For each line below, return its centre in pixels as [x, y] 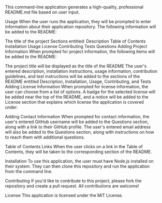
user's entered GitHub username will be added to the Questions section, [77, 122]
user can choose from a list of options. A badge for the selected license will [80, 92]
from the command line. [29, 171]
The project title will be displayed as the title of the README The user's [76, 66]
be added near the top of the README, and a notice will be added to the [77, 97]
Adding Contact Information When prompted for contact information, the [77, 117]
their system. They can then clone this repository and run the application [77, 166]
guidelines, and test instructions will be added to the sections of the [73, 76]
